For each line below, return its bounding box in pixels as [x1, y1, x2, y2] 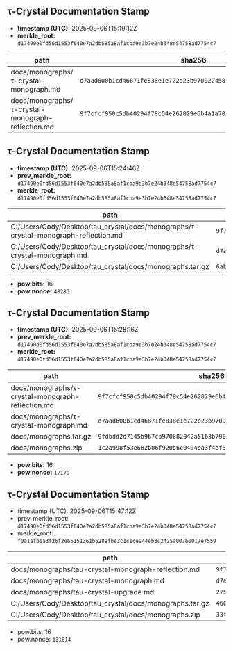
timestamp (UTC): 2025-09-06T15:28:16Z [17, 325, 139, 334]
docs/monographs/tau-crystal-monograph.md [10, 576, 165, 586]
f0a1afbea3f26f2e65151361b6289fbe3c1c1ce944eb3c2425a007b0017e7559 [17, 538, 216, 545]
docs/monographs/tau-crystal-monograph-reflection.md [10, 564, 200, 574]
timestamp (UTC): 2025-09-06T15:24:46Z [17, 163, 140, 172]
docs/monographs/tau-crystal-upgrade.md [10, 587, 155, 597]
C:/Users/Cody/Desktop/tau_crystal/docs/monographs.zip [10, 610, 201, 619]
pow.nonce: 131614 [17, 635, 71, 644]
